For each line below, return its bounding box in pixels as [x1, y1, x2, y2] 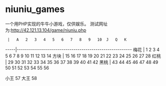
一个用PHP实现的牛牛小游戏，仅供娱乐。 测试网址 [5, 21, 108, 27]
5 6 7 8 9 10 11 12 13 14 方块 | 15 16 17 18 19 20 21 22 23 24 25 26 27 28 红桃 [5, 53, 161, 59]
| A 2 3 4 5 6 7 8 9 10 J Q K [7, 37, 127, 42]
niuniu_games [5, 4, 65, 15]
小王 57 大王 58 [5, 75, 38, 81]
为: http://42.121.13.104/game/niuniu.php [5, 27, 87, 33]
